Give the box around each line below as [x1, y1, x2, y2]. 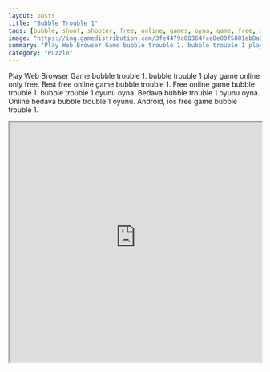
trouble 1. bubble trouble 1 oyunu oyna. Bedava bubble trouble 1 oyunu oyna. [8, 88, 260, 97]
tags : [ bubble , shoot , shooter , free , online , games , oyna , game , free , [8, 26, 256, 34]
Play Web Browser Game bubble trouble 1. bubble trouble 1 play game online [8, 71, 260, 80]
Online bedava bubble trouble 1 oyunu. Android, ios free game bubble [8, 97, 238, 106]
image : [8, 34, 30, 42]
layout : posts [8, 11, 56, 20]
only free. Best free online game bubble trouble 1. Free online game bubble [8, 79, 255, 89]
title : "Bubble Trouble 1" [8, 19, 99, 27]
